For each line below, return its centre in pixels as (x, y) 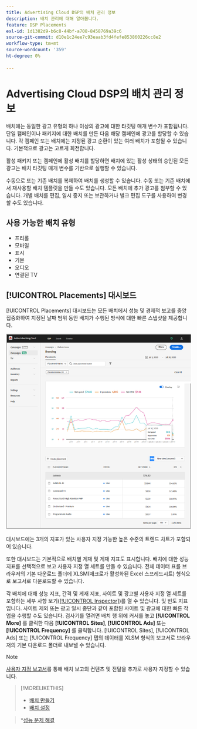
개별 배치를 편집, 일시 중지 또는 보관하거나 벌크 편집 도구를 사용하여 (100, 195)
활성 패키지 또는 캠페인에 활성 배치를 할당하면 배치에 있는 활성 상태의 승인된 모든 (98, 160)
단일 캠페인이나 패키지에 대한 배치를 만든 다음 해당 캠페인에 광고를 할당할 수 (92, 133)
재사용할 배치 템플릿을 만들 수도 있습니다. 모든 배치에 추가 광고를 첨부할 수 (96, 188)
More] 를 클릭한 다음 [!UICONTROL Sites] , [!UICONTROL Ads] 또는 (86, 623)
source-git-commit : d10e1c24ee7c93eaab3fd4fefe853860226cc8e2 (84, 37)
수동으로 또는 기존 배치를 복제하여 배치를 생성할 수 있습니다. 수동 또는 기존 (90, 180)
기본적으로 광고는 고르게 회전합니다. (55, 148)
